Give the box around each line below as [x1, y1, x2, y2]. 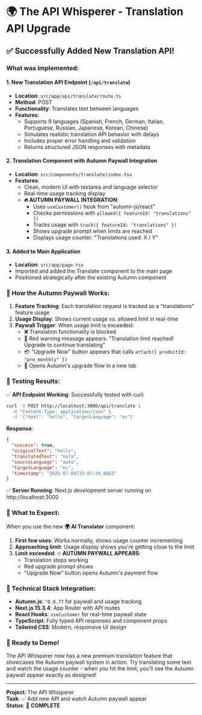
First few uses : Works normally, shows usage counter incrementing [14, 537, 183, 544]
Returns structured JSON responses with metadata [23, 143, 150, 151]
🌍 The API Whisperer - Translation [6, 5, 183, 19]
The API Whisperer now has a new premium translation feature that [6, 652, 173, 660]
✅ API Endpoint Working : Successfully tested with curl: [6, 391, 145, 398]
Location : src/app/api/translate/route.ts [14, 92, 121, 99]
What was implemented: [6, 64, 79, 72]
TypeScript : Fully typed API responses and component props [14, 617, 167, 624]
